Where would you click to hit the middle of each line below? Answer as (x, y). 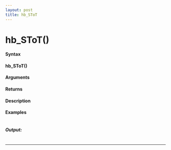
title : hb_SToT (21, 15)
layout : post (19, 10)
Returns (14, 89)
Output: (14, 130)
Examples (16, 112)
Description (18, 101)
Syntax (13, 54)
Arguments (18, 77)
